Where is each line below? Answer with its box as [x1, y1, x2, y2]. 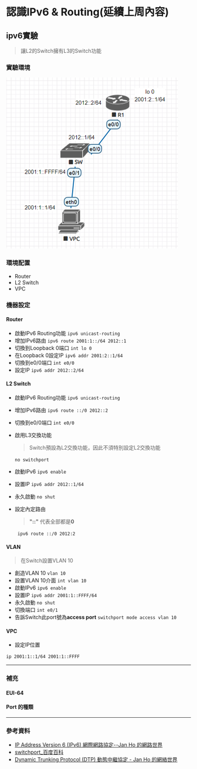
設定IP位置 [14, 641, 40, 648]
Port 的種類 [6, 704, 33, 711]
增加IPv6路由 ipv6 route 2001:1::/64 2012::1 [14, 337, 127, 344]
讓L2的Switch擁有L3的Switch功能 [20, 48, 101, 54]
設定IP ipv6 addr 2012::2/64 [14, 366, 84, 374]
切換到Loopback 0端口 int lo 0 [14, 344, 92, 351]
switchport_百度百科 [14, 748, 64, 756]
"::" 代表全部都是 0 [29, 518, 74, 525]
